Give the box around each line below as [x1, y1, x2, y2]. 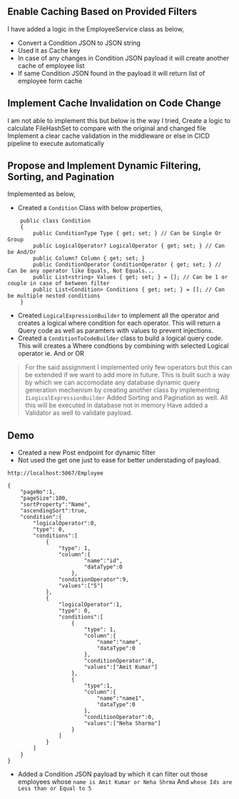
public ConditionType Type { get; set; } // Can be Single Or [33, 230, 222, 237]
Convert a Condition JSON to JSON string [17, 39, 141, 47]
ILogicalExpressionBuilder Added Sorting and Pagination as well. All [24, 393, 228, 402]
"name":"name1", [96, 695, 145, 703]
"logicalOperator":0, [33, 520, 98, 527]
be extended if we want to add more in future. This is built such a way [24, 371, 230, 379]
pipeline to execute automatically [7, 139, 105, 147]
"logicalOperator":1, [58, 601, 123, 608]
